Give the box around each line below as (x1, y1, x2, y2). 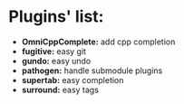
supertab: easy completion (21, 74, 124, 85)
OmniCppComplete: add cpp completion (21, 36, 176, 47)
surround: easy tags (21, 84, 99, 95)
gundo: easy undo (21, 55, 92, 66)
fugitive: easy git (21, 45, 87, 56)
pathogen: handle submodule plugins (21, 65, 163, 76)
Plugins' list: (8, 6, 104, 27)
